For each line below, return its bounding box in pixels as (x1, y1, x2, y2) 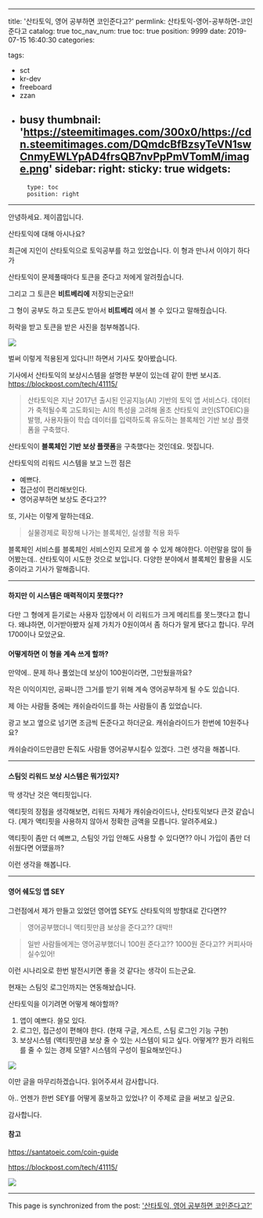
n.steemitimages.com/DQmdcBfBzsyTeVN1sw (19, 138, 252, 152)
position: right (27, 190, 80, 198)
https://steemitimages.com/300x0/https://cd (23, 126, 252, 139)
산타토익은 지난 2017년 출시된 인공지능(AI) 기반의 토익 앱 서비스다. (27, 395, 229, 404)
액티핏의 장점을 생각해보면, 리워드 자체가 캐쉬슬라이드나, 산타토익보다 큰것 (8, 807, 234, 817)
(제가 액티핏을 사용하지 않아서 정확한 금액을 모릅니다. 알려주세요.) (18, 817, 218, 826)
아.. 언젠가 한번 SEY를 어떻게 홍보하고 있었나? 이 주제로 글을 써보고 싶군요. (8, 1093, 235, 1103)
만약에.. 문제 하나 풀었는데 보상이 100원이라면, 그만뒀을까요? (8, 668, 193, 678)
